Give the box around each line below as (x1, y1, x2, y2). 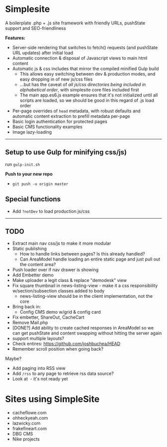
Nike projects (12, 436, 40, 442)
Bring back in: (12, 304, 41, 310)
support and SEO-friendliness (5, 25, 66, 31)
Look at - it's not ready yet (12, 376, 68, 382)
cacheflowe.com (12, 410, 47, 416)
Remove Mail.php (12, 320, 48, 326)
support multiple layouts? (12, 336, 65, 342)
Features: (5, 35, 26, 41)
